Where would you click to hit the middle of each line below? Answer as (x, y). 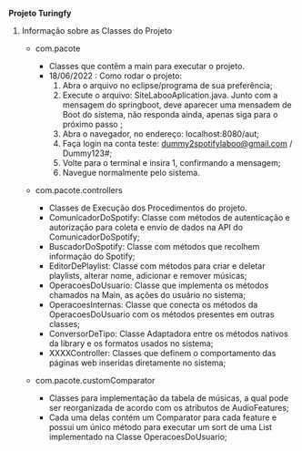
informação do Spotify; (92, 256)
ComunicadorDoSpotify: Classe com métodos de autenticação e (169, 217)
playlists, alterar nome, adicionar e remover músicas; (148, 276)
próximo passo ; (93, 124)
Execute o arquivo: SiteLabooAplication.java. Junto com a (170, 95)
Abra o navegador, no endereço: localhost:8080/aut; (161, 134)
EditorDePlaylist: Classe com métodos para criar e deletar (157, 266)
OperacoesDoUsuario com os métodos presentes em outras (161, 314)
